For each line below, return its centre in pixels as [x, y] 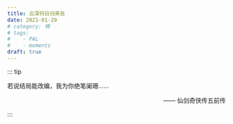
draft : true [24, 52]
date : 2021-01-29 [32, 20]
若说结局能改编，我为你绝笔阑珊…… [58, 85]
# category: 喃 [28, 26]
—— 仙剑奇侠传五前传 [195, 100]
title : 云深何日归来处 [36, 13]
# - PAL [23, 39]
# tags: [18, 33]
